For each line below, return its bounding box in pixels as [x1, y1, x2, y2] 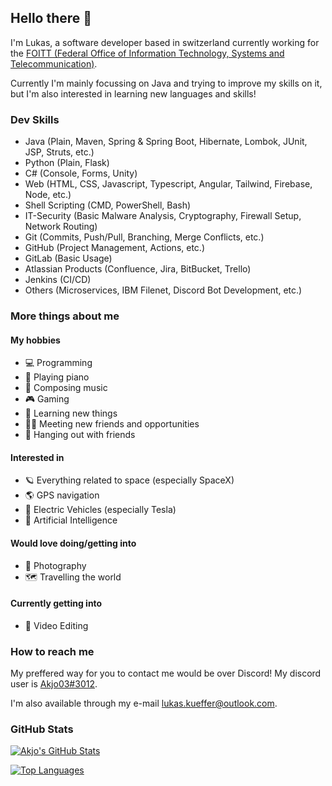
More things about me [10, 309, 120, 323]
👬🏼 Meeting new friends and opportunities [24, 418, 200, 430]
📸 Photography [24, 559, 87, 571]
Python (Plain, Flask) [24, 157, 110, 169]
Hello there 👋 [10, 10, 93, 27]
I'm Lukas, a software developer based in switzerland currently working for [10, 36, 320, 48]
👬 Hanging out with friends [24, 429, 136, 441]
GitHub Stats [10, 722, 74, 736]
